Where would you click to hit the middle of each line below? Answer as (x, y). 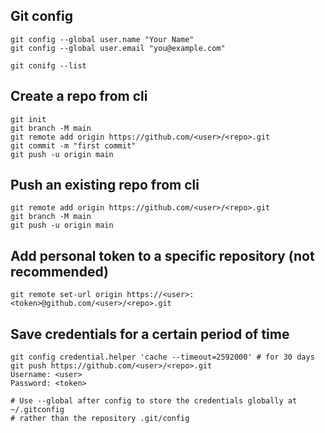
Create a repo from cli (79, 96)
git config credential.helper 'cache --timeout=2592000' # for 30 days (162, 357)
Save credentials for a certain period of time (150, 334)
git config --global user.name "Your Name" (102, 39)
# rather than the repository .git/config (100, 419)
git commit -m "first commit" (73, 145)
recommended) (59, 271)
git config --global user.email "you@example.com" (118, 48)
